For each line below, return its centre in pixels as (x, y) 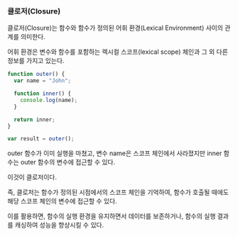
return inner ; (34, 119)
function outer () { (36, 74)
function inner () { (43, 94)
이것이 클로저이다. (32, 177)
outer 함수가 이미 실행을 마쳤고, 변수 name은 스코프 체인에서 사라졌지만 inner (115, 153)
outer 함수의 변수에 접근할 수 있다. (68, 162)
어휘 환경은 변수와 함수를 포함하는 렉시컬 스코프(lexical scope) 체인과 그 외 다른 (118, 52)
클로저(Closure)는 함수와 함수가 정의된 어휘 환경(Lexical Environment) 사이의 (115, 28)
